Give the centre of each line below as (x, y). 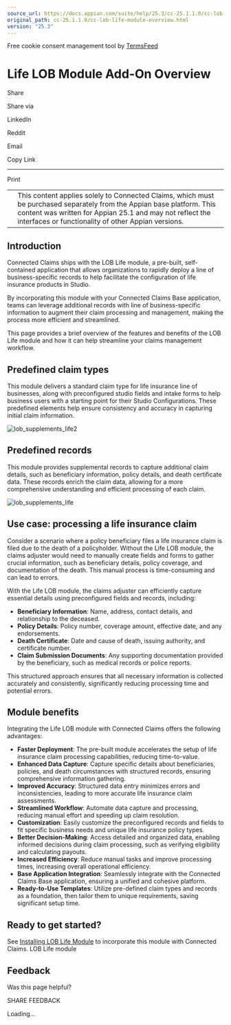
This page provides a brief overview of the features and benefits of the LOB (114, 333)
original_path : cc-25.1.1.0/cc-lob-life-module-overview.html (98, 20)
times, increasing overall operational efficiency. (84, 866)
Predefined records (49, 450)
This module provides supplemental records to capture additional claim (108, 467)
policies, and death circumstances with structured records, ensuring (114, 771)
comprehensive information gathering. (71, 779)
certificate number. (44, 648)
